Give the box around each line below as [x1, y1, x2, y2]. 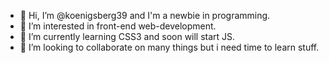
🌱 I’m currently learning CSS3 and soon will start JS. [19, 31, 236, 42]
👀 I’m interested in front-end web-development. [19, 20, 217, 32]
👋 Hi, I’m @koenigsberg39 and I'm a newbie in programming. [19, 10, 271, 21]
